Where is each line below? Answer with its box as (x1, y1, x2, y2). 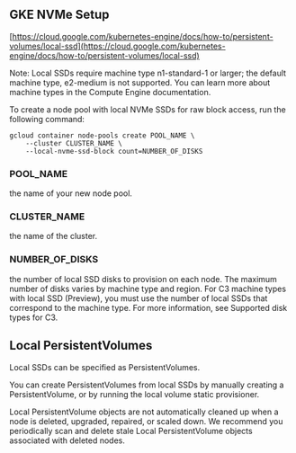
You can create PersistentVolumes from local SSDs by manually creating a (9, 379, 284, 390)
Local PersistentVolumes (9, 338, 153, 353)
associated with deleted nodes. (9, 435, 126, 446)
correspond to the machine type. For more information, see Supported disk (9, 302, 288, 313)
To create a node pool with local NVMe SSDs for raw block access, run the (9, 103, 286, 115)
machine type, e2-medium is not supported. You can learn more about (9, 76, 271, 88)
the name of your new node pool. (9, 188, 133, 199)
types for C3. (9, 312, 58, 323)
